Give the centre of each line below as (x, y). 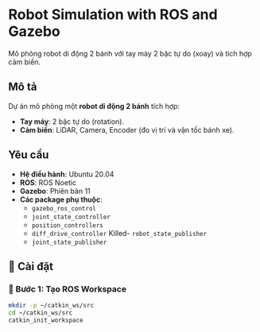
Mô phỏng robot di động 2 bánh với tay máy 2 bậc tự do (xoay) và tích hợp (130, 53)
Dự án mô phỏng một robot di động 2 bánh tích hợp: (94, 106)
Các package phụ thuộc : (61, 199)
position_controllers (67, 225)
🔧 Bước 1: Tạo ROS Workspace (68, 289)
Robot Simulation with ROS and (113, 15)
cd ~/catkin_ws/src (41, 313)
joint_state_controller (71, 217)
